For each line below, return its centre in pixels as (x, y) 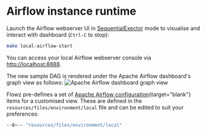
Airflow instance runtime (71, 11)
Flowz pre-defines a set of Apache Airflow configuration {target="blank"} (99, 94)
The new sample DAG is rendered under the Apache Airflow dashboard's (99, 76)
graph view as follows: (35, 82)
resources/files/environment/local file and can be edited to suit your (95, 107)
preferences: (22, 114)
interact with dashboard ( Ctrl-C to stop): (58, 34)
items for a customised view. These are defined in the (74, 101)
